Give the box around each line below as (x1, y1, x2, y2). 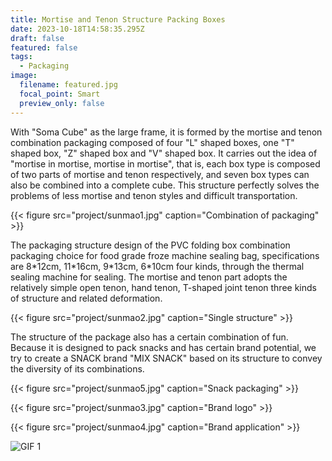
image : (10, 71, 38, 81)
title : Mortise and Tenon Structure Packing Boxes (10, 14, 226, 25)
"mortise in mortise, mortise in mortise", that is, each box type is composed (10, 157, 321, 170)
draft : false (10, 33, 65, 43)
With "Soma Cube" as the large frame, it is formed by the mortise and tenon (10, 126, 323, 138)
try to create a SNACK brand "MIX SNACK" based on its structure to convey (10, 352, 323, 364)
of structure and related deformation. (10, 292, 163, 304)
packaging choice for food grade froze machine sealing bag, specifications (10, 249, 320, 261)
